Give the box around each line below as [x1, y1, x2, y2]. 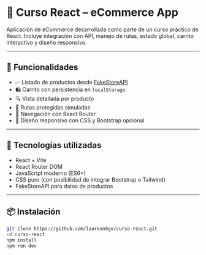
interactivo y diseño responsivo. [6, 39, 87, 46]
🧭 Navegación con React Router [15, 110, 96, 117]
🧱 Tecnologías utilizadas [6, 140, 102, 150]
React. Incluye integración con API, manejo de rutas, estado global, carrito [6, 32, 194, 39]
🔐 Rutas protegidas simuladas [15, 103, 91, 111]
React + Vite [15, 156, 47, 164]
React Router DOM [15, 163, 63, 170]
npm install [6, 237, 37, 243]
